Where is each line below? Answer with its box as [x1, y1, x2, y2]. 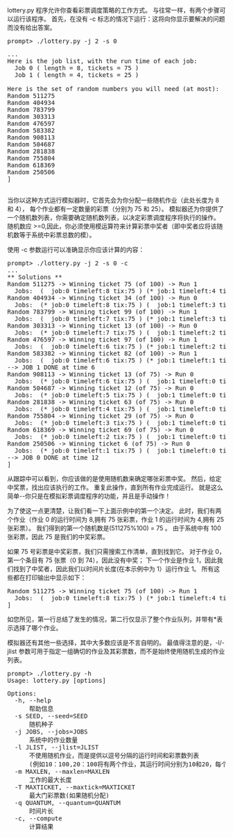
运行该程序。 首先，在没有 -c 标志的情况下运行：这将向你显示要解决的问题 [12, 15, 225, 23]
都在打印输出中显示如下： [12, 573, 87, 582]
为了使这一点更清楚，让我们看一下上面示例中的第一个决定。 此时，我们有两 [7, 507, 222, 515]
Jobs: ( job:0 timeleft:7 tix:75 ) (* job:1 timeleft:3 [14, 315, 216, 323]
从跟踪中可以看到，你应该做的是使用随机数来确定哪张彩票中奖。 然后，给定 [7, 475, 222, 482]
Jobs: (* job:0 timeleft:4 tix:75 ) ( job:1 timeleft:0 [14, 405, 216, 413]
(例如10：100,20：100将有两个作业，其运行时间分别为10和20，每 [28, 761, 222, 768]
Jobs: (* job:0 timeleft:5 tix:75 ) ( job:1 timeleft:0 [14, 391, 216, 399]
